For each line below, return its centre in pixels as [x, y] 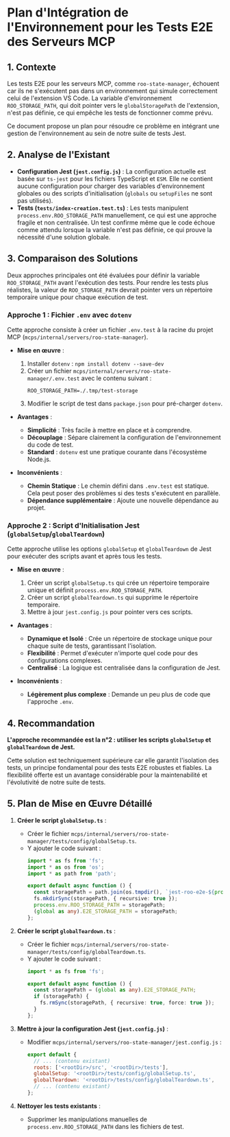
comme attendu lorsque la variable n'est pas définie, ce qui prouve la [114, 230]
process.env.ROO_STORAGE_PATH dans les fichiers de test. [106, 1126]
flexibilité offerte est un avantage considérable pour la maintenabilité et [107, 775]
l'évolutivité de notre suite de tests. [56, 782]
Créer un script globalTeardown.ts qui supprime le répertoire [113, 598]
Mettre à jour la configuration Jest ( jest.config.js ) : [93, 1029]
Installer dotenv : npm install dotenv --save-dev [95, 363]
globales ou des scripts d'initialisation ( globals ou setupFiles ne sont [115, 193]
